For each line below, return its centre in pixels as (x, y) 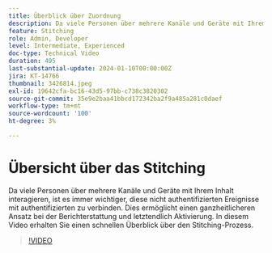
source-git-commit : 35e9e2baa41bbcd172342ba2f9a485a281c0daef (115, 99)
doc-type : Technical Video (54, 53)
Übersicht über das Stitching (107, 169)
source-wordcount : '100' (50, 114)
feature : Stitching (41, 31)
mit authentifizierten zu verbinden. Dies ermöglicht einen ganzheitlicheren (132, 208)
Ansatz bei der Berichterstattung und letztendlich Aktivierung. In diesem (129, 216)
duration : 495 (32, 61)
